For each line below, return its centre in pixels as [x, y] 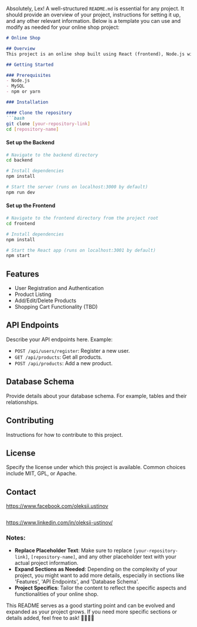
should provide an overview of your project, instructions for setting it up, [94, 15]
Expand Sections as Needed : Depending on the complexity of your [96, 569]
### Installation [27, 102]
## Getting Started [30, 65]
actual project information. [46, 563]
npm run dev [21, 192]
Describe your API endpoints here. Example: [60, 339]
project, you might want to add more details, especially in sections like [99, 575]
